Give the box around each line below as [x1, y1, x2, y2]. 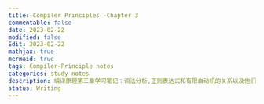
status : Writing [8, 84, 61, 92]
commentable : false [8, 19, 72, 27]
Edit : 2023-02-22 [8, 41, 65, 48]
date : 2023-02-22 [8, 26, 65, 34]
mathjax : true [8, 48, 55, 56]
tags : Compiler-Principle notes [8, 63, 114, 70]
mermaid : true [8, 56, 55, 63]
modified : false [8, 33, 61, 41]
